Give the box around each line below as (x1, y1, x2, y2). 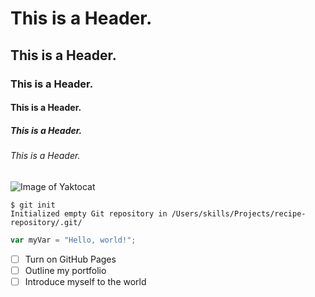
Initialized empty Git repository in (10, 208, 168, 219)
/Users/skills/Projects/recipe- (171, 208, 307, 219)
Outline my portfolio (24, 264, 107, 276)
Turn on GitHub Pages (24, 253, 117, 265)
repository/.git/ (10, 217, 83, 227)
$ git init (10, 200, 56, 210)
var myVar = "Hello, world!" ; (10, 235, 137, 245)
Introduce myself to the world (24, 275, 147, 287)
